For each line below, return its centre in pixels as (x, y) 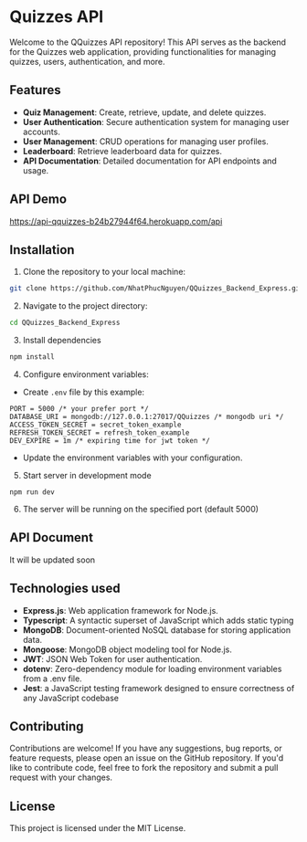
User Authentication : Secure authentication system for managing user (156, 121)
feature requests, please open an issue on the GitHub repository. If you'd (147, 758)
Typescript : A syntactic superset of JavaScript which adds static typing (158, 620)
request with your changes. (61, 777)
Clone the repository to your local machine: (104, 272)
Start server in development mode (87, 475)
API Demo (38, 200)
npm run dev (32, 492)
